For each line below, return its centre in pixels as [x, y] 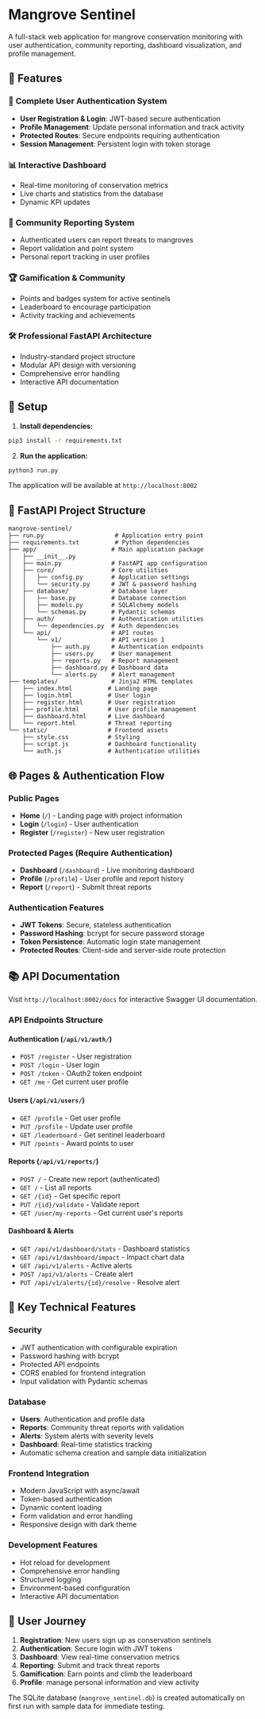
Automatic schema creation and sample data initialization [113, 1453]
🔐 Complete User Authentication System [88, 101]
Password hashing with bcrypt [69, 1356]
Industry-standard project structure [77, 356]
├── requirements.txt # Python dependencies [99, 543]
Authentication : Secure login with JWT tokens [96, 1649]
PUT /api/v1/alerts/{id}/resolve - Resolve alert [100, 1283]
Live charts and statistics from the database [92, 193]
